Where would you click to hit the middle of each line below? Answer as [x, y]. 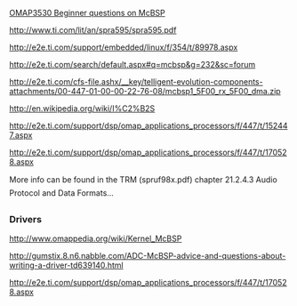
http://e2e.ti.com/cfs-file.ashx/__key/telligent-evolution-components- [136, 82]
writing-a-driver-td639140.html [66, 265]
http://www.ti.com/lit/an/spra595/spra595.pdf [93, 30]
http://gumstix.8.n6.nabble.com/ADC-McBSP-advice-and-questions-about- [148, 256]
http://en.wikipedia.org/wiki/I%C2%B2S [82, 109]
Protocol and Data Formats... [61, 193]
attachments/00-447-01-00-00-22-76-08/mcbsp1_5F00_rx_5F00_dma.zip [145, 91]
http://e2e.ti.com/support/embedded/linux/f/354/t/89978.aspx [124, 47]
